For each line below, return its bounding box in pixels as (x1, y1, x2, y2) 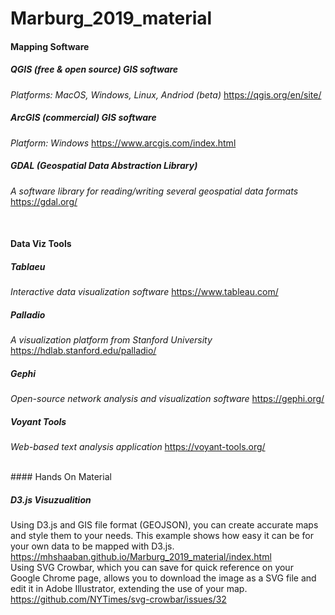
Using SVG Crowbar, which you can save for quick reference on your (10, 562, 294, 574)
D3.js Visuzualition (10, 493, 92, 506)
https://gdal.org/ (10, 195, 78, 207)
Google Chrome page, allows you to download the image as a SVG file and (10, 572, 317, 584)
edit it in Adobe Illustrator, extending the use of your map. (10, 583, 248, 595)
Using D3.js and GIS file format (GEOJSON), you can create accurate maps (10, 519, 319, 531)
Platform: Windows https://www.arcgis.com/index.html (10, 137, 237, 149)
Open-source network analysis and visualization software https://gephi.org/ (10, 393, 325, 405)
